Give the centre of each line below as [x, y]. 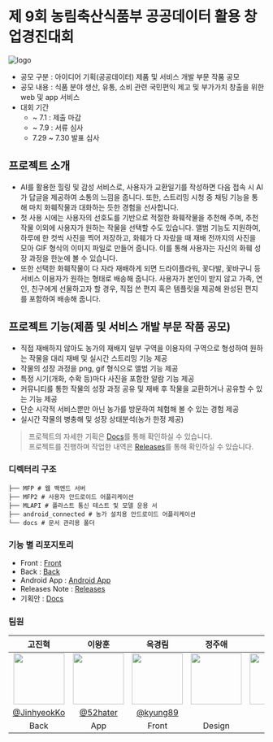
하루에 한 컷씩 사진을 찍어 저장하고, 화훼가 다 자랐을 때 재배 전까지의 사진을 [138, 237]
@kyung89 [157, 713]
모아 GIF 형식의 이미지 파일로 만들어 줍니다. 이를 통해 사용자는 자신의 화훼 [136, 248]
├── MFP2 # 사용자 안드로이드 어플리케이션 [71, 497]
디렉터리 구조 [32, 470]
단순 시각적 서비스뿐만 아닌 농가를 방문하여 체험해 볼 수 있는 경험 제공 [130, 409]
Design [216, 726]
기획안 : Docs [42, 599]
